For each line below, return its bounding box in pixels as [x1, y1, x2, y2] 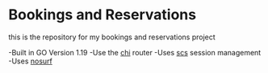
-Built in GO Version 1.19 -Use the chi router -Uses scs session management [8, 47, 262, 57]
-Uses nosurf [8, 56, 52, 66]
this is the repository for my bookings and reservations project [8, 32, 216, 42]
